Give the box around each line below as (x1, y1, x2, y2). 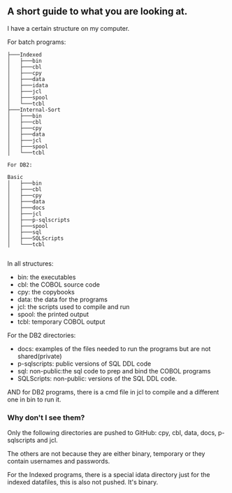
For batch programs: (7, 38, 66, 46)
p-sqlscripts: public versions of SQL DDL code (17, 359, 152, 368)
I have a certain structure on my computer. (7, 24, 130, 32)
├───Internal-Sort (7, 106, 61, 113)
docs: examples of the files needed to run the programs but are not (17, 344, 211, 352)
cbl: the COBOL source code (17, 280, 100, 289)
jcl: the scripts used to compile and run (17, 302, 130, 310)
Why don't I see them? (7, 413, 85, 422)
